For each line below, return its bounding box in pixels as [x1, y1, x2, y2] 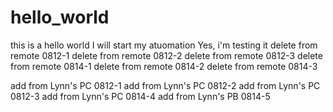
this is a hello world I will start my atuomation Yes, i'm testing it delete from [10, 39, 318, 51]
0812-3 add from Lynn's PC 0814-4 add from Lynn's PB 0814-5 [10, 90, 271, 102]
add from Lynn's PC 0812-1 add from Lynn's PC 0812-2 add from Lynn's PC [10, 79, 321, 91]
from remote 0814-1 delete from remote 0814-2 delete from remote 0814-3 [10, 60, 318, 72]
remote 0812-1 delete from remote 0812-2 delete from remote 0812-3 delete [10, 49, 323, 61]
